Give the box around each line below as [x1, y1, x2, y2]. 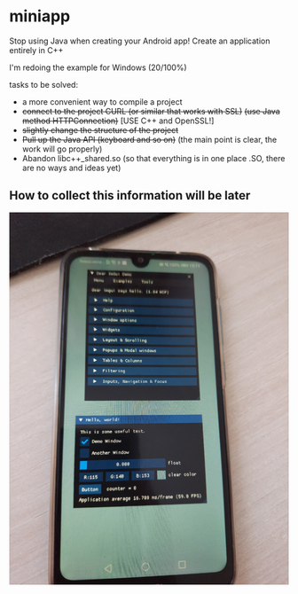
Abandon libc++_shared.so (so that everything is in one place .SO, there [21, 152, 286, 163]
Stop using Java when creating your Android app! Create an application [9, 35, 271, 46]
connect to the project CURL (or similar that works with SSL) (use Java [21, 106, 281, 116]
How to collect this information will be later [9, 188, 251, 203]
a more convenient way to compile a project [21, 96, 183, 107]
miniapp [9, 6, 71, 27]
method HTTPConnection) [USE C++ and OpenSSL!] [21, 115, 215, 126]
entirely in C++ [9, 44, 64, 55]
